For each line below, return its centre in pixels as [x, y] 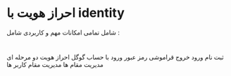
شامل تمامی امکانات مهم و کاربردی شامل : [63, 32]
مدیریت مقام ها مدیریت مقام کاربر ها [55, 65]
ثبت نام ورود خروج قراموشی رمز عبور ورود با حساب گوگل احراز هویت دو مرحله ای [115, 57]
